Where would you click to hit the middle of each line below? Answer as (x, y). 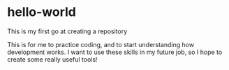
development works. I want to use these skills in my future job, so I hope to (115, 52)
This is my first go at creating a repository (67, 31)
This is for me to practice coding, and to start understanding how (101, 44)
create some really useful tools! (52, 59)
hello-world (42, 12)
